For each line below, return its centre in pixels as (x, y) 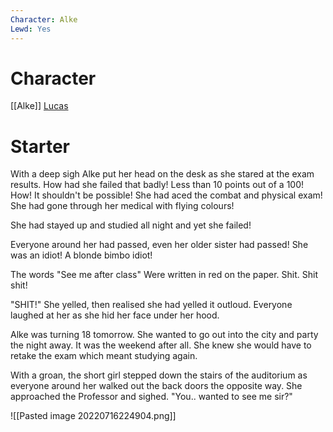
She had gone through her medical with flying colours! (122, 206)
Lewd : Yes (31, 29)
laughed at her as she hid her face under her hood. (115, 315)
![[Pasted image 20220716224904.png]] (93, 416)
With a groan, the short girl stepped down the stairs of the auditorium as (159, 375)
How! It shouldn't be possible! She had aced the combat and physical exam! (166, 195)
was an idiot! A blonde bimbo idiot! (81, 255)
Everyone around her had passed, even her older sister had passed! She (159, 245)
